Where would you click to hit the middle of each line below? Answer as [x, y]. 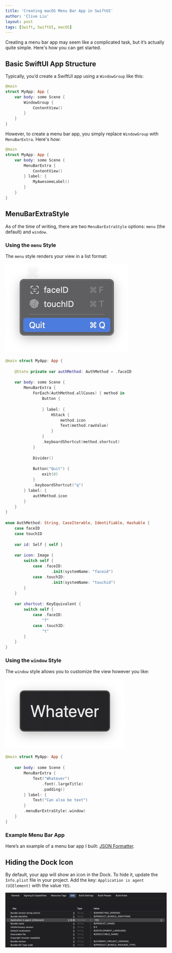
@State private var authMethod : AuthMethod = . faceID [73, 372]
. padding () [53, 789]
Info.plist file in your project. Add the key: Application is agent [75, 880]
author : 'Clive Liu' [27, 16]
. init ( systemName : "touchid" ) [83, 582]
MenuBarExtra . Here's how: [33, 139]
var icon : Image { [34, 555]
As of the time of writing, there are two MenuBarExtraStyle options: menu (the [85, 226]
